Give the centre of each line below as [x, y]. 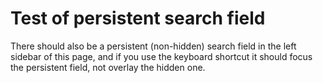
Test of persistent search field [138, 18]
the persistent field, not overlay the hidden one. [108, 67]
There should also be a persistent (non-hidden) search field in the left [153, 46]
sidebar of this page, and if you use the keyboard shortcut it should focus [161, 56]
